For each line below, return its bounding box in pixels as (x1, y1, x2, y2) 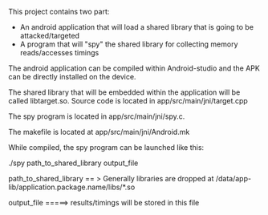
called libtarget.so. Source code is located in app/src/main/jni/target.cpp (8, 96, 249, 105)
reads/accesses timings (19, 48, 99, 57)
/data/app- (215, 174, 251, 183)
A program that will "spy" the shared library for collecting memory (19, 39, 238, 49)
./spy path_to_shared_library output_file (8, 158, 139, 168)
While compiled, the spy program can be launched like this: (8, 143, 205, 152)
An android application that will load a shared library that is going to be (19, 22, 254, 31)
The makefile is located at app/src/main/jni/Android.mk (8, 128, 190, 136)
